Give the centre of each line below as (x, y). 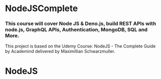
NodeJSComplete (41, 8)
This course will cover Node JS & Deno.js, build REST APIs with (80, 24)
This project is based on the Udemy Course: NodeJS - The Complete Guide (80, 46)
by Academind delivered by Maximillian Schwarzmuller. (60, 51)
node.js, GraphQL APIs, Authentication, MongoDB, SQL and (76, 30)
